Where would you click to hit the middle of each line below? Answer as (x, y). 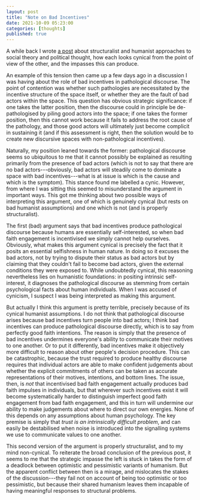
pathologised (22, 114)
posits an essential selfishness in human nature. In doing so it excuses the (98, 251)
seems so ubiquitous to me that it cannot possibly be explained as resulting (99, 157)
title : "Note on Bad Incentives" (48, 17)
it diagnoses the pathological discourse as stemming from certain (109, 283)
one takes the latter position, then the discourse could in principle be (91, 107)
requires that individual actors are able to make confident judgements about (100, 365)
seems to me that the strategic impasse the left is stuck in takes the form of (99, 459)
